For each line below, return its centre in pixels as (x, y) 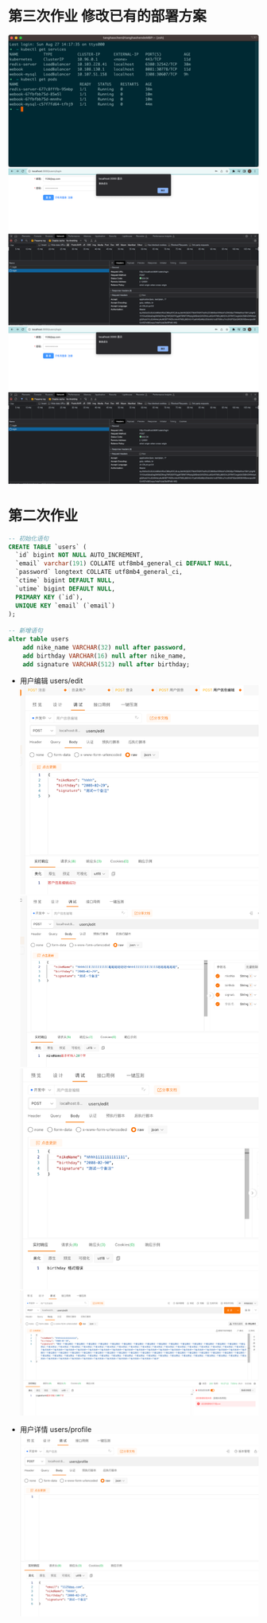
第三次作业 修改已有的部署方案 (107, 16)
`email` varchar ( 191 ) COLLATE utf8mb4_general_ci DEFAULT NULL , (124, 564)
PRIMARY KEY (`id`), (49, 597)
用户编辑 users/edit (51, 681)
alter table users (39, 639)
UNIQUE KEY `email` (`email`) (65, 606)
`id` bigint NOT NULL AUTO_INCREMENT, (80, 555)
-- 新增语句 (26, 631)
